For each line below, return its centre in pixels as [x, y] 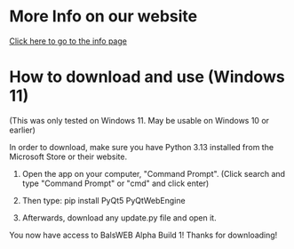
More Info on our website [103, 16]
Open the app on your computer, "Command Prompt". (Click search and [154, 173]
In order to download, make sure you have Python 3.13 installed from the [141, 147]
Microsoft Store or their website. [68, 157]
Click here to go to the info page [68, 41]
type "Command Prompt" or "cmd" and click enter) [115, 183]
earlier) [22, 130]
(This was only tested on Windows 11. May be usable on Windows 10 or [139, 120]
